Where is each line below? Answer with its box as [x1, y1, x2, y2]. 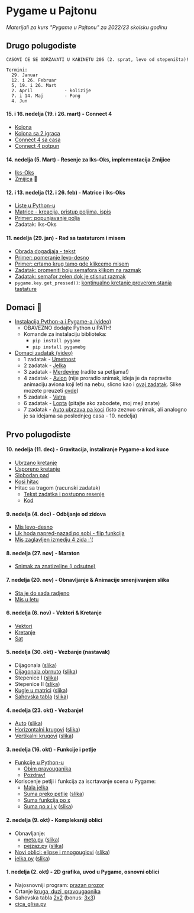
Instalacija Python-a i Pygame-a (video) [14, 318, 111, 325]
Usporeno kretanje [14, 465, 60, 472]
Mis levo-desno [14, 523, 53, 530]
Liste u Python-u [14, 202, 56, 209]
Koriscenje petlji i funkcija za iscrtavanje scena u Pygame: [14, 778, 156, 785]
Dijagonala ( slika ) [14, 661, 57, 669]
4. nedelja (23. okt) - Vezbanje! [6, 707, 84, 714]
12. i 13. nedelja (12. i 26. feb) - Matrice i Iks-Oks [6, 189, 125, 196]
